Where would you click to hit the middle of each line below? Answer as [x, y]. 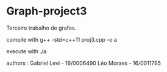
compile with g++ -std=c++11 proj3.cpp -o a [62, 39]
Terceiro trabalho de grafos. [41, 28]
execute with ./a [27, 51]
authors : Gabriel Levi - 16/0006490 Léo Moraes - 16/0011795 [84, 63]
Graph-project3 [47, 11]
